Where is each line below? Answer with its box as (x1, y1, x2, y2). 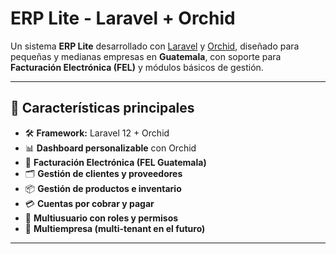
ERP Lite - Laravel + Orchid (10, 7, 236, 30)
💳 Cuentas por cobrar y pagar (24, 197, 155, 209)
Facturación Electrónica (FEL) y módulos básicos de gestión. (10, 61, 264, 73)
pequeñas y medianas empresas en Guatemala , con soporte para (10, 50, 282, 62)
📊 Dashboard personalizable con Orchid (24, 142, 197, 154)
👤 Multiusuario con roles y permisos (24, 212, 179, 224)
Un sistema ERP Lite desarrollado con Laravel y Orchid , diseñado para (10, 40, 300, 52)
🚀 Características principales (10, 100, 195, 117)
